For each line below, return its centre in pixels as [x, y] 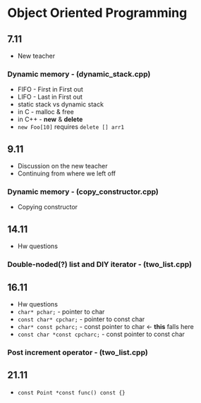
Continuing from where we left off [67, 173]
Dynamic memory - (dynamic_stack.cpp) [79, 74]
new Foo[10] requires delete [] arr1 [71, 127]
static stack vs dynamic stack [61, 104]
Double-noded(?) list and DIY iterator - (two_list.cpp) [100, 264]
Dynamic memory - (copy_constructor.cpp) [83, 192]
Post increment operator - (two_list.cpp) [78, 352]
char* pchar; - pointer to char [61, 311]
